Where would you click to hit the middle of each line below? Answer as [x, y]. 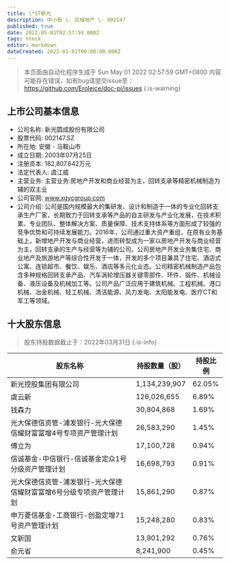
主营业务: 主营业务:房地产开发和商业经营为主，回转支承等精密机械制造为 [118, 180]
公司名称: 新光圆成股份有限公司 [61, 129]
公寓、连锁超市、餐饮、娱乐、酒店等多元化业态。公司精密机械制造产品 [116, 266]
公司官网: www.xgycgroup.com [61, 198]
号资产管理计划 [35, 525]
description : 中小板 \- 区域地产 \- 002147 [66, 20]
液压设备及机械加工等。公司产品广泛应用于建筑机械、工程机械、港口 [125, 283]
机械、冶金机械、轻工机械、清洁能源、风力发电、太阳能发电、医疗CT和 [117, 292]
